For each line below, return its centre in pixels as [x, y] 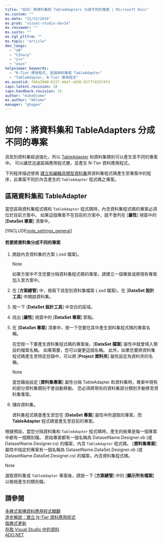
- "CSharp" [20, 55]
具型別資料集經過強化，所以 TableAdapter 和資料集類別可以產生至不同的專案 [81, 157]
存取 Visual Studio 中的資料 [32, 529]
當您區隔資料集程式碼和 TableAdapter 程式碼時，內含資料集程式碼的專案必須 [81, 209]
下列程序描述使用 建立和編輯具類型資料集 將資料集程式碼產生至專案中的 [76, 173]
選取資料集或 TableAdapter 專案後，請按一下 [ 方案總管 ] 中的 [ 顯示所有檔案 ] [80, 475]
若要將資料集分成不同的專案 [33, 243]
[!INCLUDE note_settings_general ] [38, 231]
